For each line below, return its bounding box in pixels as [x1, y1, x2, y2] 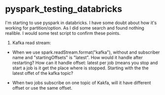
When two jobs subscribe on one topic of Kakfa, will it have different [12, 80, 151, 86]
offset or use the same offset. [12, 85, 72, 91]
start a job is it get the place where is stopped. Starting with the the [12, 65, 149, 71]
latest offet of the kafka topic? [12, 70, 73, 76]
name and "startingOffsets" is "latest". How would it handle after [12, 54, 143, 60]
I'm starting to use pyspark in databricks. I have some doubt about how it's [5, 20, 157, 26]
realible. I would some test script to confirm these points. [5, 30, 121, 36]
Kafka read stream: [12, 39, 51, 45]
